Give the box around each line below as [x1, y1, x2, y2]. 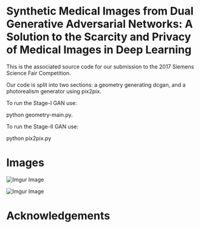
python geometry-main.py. [6, 111, 73, 118]
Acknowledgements [6, 209, 111, 223]
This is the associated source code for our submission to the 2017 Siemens [6, 62, 195, 70]
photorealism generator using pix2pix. [6, 87, 102, 95]
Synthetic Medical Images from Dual [6, 4, 194, 18]
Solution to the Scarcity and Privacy [6, 30, 191, 44]
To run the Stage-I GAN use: [6, 99, 77, 107]
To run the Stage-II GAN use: [6, 122, 79, 130]
